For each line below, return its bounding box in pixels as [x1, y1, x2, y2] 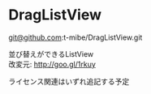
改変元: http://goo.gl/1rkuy [8, 59, 96, 69]
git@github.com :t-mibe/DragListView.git [8, 32, 143, 42]
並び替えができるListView [8, 49, 94, 58]
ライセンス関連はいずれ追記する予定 [8, 76, 130, 86]
